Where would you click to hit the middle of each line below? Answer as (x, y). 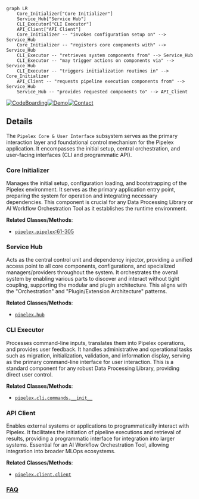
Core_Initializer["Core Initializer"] (65, 14)
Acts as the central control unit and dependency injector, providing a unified (99, 260)
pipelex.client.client (43, 475)
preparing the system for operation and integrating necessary (82, 196)
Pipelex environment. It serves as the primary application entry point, (91, 190)
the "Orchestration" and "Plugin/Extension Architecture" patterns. (87, 291)
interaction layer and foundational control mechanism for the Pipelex (90, 142)
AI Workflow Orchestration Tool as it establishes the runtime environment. (97, 209)
